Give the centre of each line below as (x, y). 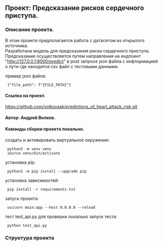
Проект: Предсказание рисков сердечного (75, 8)
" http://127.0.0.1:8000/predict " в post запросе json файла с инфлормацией (81, 61)
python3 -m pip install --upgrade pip (47, 171)
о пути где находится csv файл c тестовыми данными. (62, 66)
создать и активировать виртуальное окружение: (57, 140)
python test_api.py (27, 225)
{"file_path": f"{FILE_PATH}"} (39, 85)
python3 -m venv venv (29, 149)
